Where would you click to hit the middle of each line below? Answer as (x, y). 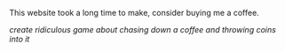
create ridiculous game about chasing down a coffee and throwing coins (143, 29)
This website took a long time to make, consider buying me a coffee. (134, 13)
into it (20, 39)
